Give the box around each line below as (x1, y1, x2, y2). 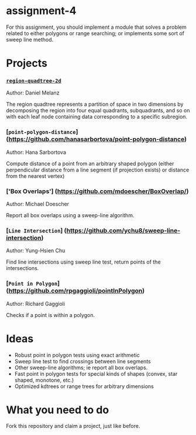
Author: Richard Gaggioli (6, 300, 66, 307)
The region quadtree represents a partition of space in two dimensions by (6, 101, 184, 108)
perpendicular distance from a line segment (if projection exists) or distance (6, 166, 190, 173)
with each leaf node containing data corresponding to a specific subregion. (6, 113, 188, 120)
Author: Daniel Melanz (6, 89, 60, 96)
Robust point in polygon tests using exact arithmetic (14, 351, 140, 359)
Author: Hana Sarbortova (6, 149, 66, 156)
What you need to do (6, 403, 109, 416)
